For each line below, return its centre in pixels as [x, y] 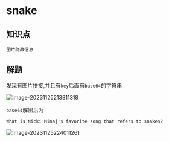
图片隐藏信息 [20, 50]
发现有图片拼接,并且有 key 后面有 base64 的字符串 [64, 85]
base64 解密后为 [25, 110]
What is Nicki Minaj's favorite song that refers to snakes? [85, 121]
